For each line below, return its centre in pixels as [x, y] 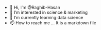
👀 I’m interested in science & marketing [49, 12]
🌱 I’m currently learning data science [46, 17]
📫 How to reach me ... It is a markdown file [53, 23]
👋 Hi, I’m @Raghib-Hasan [35, 7]
